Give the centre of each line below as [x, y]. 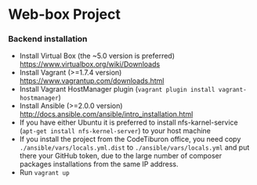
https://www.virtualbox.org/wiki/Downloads [90, 64]
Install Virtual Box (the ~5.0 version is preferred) [97, 56]
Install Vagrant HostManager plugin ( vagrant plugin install [117, 89]
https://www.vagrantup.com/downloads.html [92, 81]
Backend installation [48, 39]
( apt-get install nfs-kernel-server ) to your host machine [115, 131]
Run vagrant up [44, 172]
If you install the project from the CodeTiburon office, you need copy [130, 140]
